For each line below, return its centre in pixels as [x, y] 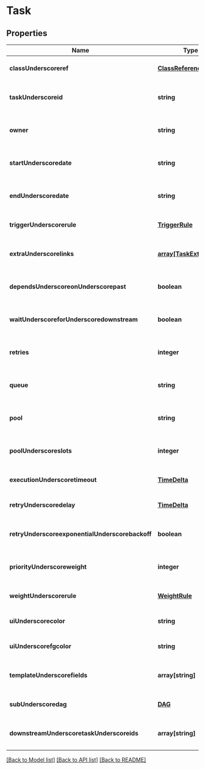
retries [19, 352]
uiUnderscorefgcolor [40, 646]
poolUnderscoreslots [41, 451]
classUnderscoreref [39, 68]
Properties [27, 33]
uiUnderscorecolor [37, 621]
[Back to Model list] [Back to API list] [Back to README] [76, 760]
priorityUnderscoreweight [48, 567]
